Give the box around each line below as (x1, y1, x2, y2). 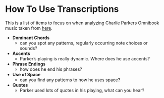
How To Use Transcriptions (5, 3, 119, 15)
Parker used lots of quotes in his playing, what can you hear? (19, 87, 145, 93)
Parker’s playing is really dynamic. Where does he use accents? (19, 55, 150, 61)
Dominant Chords (12, 35, 50, 41)
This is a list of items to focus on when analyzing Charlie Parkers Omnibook (5, 20, 160, 26)
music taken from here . (5, 25, 53, 31)
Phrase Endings (12, 61, 46, 67)
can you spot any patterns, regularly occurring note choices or (19, 40, 148, 46)
